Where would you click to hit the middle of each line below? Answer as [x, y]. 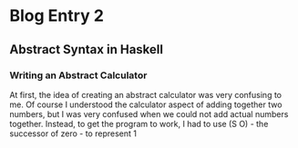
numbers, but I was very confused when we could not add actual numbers [149, 113]
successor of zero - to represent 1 [73, 133]
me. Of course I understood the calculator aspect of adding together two [146, 104]
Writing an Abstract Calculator [78, 75]
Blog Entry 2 [57, 16]
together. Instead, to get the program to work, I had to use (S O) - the [139, 123]
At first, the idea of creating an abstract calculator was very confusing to [146, 94]
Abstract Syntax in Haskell [87, 49]
